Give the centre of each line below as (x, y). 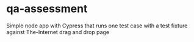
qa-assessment (47, 9)
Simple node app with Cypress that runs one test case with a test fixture (97, 26)
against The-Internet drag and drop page (58, 32)
